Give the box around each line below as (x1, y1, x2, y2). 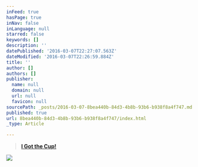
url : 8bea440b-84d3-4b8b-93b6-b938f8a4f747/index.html (6, 115, 147, 121)
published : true (6, 110, 47, 116)
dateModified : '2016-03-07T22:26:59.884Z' (6, 54, 114, 60)
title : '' (6, 59, 31, 65)
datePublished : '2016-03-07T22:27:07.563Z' (6, 48, 117, 54)
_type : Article (6, 121, 45, 127)
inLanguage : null (6, 25, 50, 32)
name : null (11, 82, 39, 88)
